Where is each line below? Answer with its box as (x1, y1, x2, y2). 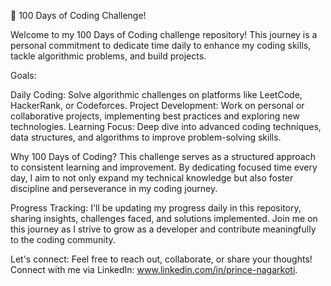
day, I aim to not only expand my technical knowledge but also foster (10, 172, 294, 184)
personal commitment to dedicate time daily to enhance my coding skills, (10, 40, 312, 51)
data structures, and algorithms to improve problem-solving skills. (10, 131, 282, 143)
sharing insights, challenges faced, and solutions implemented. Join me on (10, 213, 318, 224)
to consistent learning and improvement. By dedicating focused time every (10, 161, 318, 173)
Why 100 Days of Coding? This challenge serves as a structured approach (10, 151, 316, 162)
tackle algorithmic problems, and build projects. (10, 50, 207, 62)
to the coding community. (10, 234, 116, 245)
